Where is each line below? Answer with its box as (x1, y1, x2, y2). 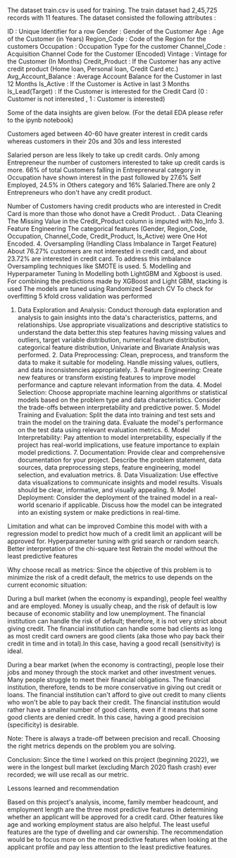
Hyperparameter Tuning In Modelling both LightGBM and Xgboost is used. (7, 270, 223, 278)
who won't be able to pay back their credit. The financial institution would (7, 698, 221, 706)
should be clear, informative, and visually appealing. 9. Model (17, 486, 196, 494)
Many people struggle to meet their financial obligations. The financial (7, 676, 211, 684)
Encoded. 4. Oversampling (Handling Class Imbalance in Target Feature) (7, 239, 217, 248)
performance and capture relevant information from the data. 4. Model (17, 381, 222, 389)
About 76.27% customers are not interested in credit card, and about (7, 247, 207, 255)
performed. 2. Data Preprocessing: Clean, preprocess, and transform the (17, 351, 229, 359)
